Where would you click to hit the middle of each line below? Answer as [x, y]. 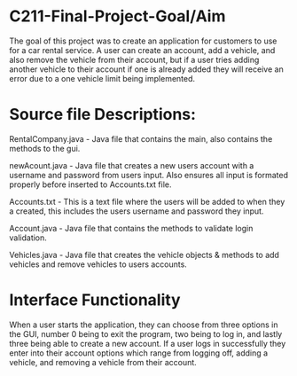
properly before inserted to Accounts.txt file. [90, 184]
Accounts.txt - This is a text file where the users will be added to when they [147, 201]
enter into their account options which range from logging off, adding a [139, 353]
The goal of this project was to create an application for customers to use [143, 41]
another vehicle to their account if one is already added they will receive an [146, 69]
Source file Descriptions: [103, 115]
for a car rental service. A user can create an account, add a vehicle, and [142, 50]
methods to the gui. [45, 148]
